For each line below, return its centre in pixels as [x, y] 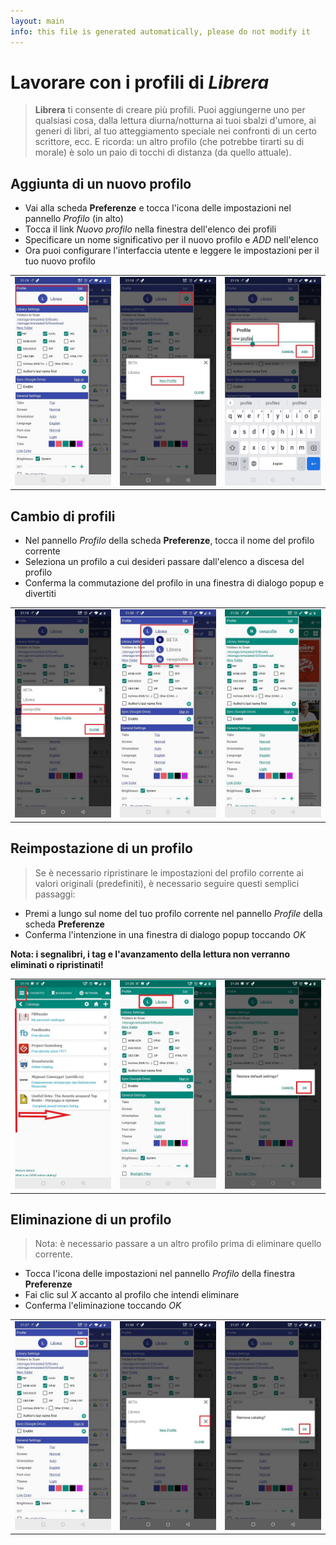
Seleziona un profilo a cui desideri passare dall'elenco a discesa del [164, 561]
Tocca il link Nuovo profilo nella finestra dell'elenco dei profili [150, 229]
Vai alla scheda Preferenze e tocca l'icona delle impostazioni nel [158, 208]
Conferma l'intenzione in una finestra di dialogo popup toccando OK [165, 934]
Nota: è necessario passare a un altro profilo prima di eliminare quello [178, 1244]
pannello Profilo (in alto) [74, 219]
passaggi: [55, 894]
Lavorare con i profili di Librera [140, 82]
